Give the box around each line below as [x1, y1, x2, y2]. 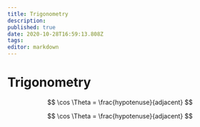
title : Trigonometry [7, 10, 69, 18]
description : [7, 17, 46, 24]
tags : [7, 37, 24, 44]
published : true [7, 24, 56, 31]
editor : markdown [7, 44, 59, 51]
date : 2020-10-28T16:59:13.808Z [7, 30, 104, 38]
